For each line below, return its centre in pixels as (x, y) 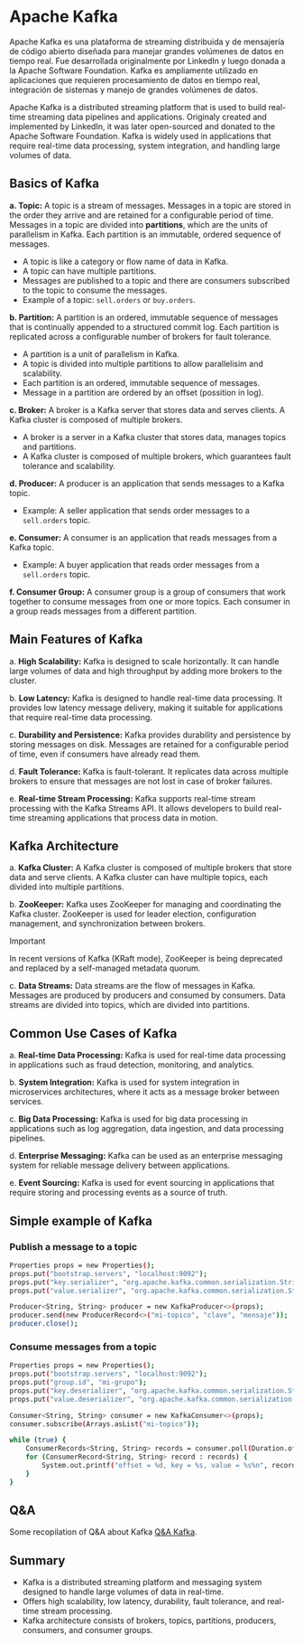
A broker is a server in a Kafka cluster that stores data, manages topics (154, 437)
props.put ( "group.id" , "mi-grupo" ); (78, 1383)
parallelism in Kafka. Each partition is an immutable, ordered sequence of (145, 234)
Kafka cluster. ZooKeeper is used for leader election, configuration (133, 914)
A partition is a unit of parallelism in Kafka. (101, 353)
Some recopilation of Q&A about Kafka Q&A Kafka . (103, 1532)
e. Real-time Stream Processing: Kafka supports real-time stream (133, 798)
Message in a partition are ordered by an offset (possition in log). (143, 392)
